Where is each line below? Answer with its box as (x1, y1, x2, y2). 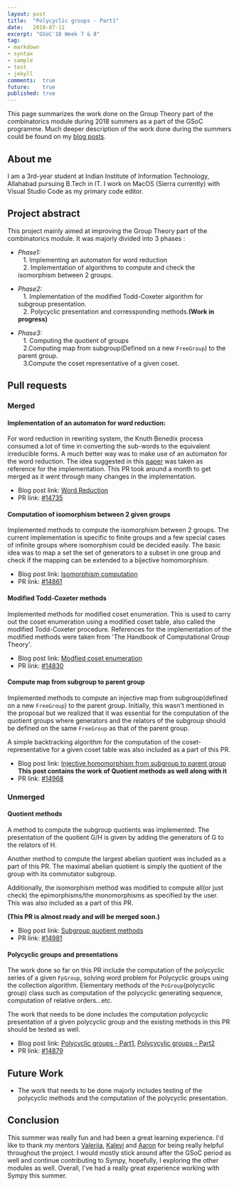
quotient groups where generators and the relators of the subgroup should (7, 716, 226, 724)
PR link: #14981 (17, 934, 63, 942)
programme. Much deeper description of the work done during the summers (7, 125, 232, 133)
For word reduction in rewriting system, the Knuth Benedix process (7, 434, 204, 443)
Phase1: (17, 247, 41, 257)
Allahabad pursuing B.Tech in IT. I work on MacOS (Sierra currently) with (7, 179, 221, 187)
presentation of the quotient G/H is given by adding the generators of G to (7, 833, 224, 841)
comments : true (7, 76, 55, 84)
